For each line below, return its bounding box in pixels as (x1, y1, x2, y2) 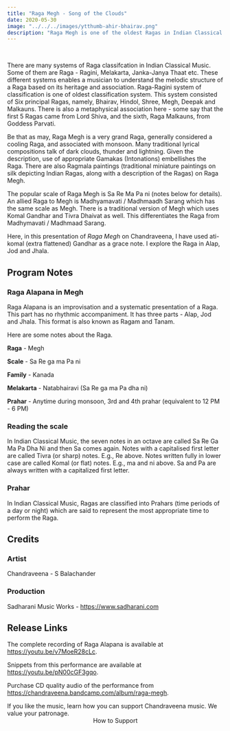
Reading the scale (7, 421, 69, 431)
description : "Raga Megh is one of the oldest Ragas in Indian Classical (7, 29, 223, 36)
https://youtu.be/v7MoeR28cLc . (7, 647, 97, 656)
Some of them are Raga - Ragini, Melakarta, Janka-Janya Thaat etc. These (7, 69, 218, 77)
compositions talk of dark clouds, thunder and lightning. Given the (7, 147, 194, 156)
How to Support (93, 717, 138, 725)
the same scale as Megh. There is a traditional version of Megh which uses (7, 204, 220, 213)
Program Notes (7, 267, 73, 278)
